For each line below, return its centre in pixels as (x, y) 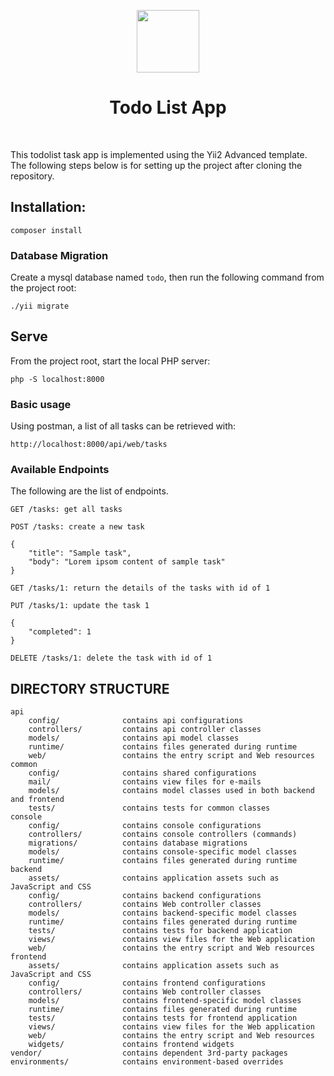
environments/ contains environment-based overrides (147, 1062)
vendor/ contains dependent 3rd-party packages (149, 1053)
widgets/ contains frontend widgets (131, 1045)
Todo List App (168, 107)
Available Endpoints (60, 470)
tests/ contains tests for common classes (149, 808)
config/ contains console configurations (145, 826)
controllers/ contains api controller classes (145, 730)
